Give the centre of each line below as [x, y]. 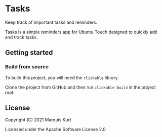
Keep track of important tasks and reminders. [51, 22]
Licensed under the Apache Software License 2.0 [56, 130]
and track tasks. [21, 37]
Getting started [29, 53]
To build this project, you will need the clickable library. [62, 78]
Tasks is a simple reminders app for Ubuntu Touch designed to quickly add [81, 32]
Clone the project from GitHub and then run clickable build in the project [81, 87]
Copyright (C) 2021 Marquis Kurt [38, 120]
